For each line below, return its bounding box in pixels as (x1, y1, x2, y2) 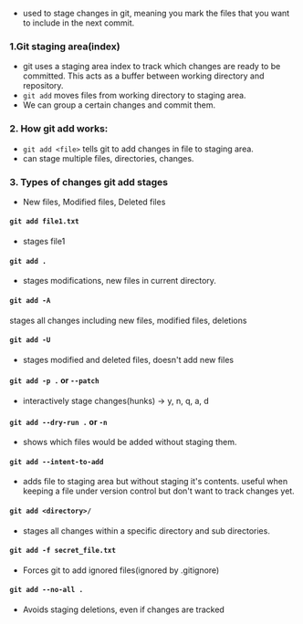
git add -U (9, 336, 51, 345)
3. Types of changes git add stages (9, 175, 169, 188)
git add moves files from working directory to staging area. (22, 90, 246, 101)
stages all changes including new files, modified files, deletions (9, 315, 247, 326)
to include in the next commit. (22, 17, 135, 28)
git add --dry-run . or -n (9, 416, 108, 427)
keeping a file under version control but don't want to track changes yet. (22, 485, 295, 496)
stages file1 (22, 236, 66, 247)
